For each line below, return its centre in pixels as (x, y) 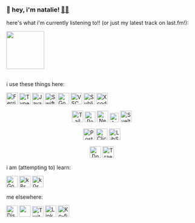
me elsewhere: (25, 197)
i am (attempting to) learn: (39, 168)
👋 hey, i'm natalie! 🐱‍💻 (38, 10)
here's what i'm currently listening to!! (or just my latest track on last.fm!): (97, 23)
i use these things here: (35, 84)
